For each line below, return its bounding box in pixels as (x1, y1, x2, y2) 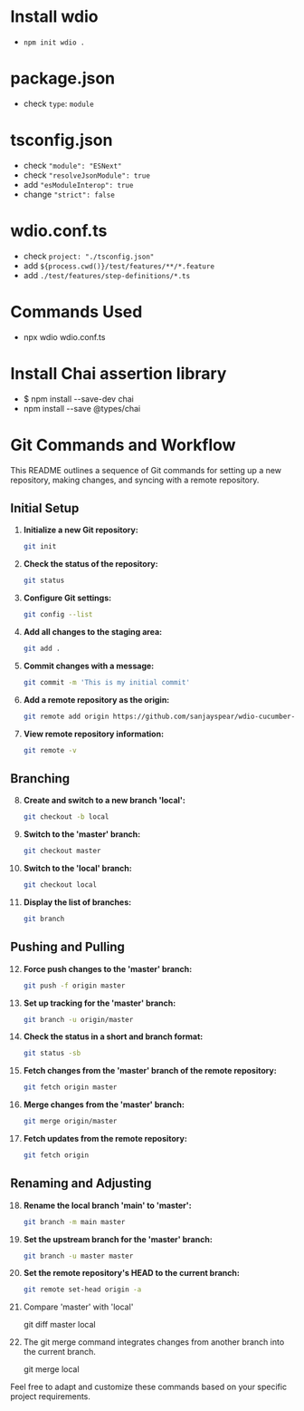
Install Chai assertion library (10, 363, 227, 384)
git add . (23, 644, 62, 653)
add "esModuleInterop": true (23, 179, 134, 190)
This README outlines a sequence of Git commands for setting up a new (10, 464, 282, 475)
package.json (10, 68, 116, 89)
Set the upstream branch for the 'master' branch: (23, 1233, 214, 1244)
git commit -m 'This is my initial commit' (23, 677, 191, 686)
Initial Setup (10, 501, 80, 516)
